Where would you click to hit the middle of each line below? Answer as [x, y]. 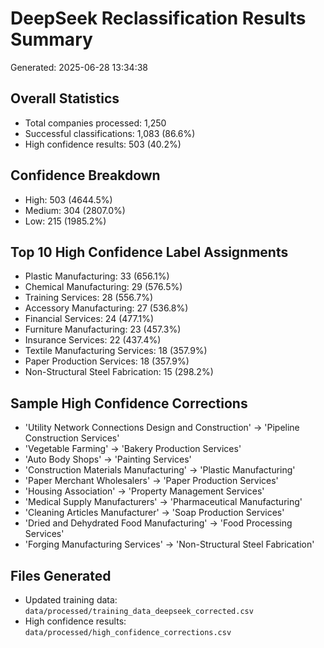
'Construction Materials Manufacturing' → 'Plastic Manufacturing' [160, 470]
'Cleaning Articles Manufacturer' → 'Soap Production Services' [154, 513]
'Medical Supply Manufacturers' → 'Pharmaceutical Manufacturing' [163, 502]
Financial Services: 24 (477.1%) [89, 319]
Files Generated [61, 575]
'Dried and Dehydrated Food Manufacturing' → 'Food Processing [158, 523]
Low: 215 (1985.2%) [65, 221]
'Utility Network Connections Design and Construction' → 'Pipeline [162, 428]
